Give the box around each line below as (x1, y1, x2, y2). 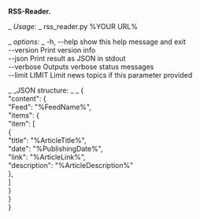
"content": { (8, 94, 46, 103)
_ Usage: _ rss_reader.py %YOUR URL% (8, 22, 138, 31)
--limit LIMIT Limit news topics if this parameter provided (8, 71, 193, 79)
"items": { (8, 111, 39, 120)
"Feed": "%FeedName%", (8, 102, 92, 111)
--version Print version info (8, 46, 96, 54)
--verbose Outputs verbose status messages (8, 62, 154, 71)
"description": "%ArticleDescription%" (8, 161, 134, 170)
